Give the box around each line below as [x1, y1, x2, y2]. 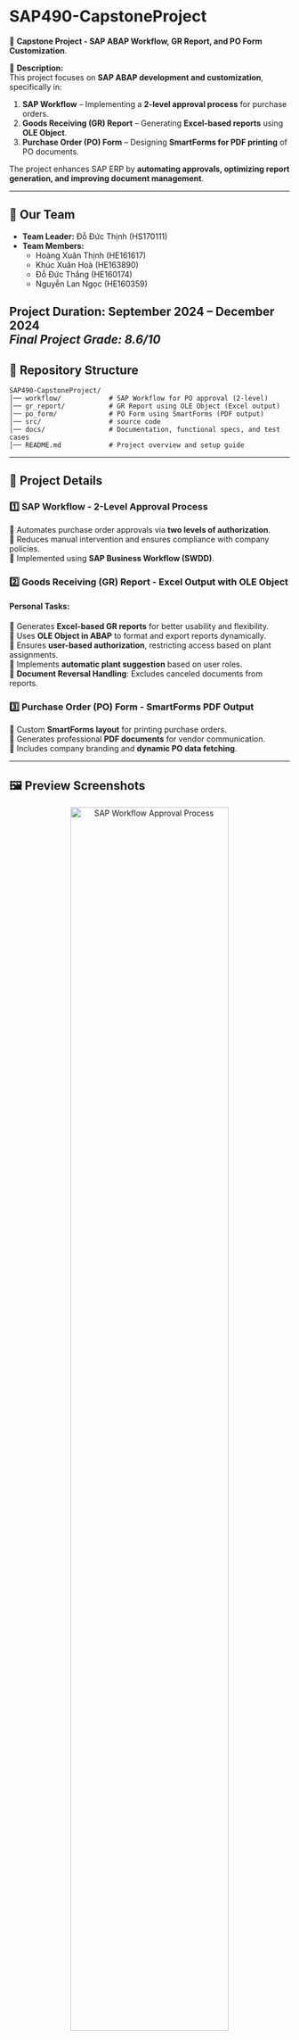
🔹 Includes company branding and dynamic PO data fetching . [9, 743, 238, 754]
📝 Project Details [9, 473, 103, 488]
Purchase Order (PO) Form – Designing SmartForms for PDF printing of [21, 137, 287, 147]
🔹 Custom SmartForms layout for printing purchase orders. [9, 725, 227, 735]
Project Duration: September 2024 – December [9, 304, 275, 319]
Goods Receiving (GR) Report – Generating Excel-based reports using [21, 118, 284, 129]
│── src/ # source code [9, 417, 162, 426]
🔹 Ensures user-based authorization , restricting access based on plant [9, 640, 271, 651]
